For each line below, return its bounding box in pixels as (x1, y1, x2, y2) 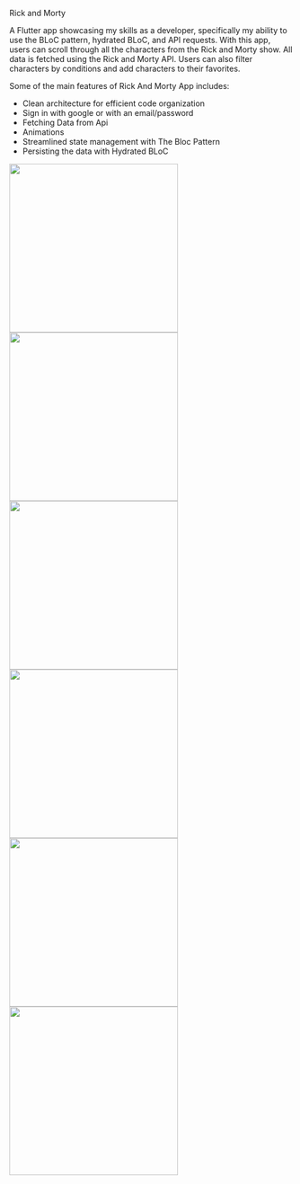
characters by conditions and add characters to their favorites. (9, 63, 241, 74)
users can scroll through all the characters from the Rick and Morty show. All (9, 44, 293, 55)
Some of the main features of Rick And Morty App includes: (9, 81, 230, 91)
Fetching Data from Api (22, 117, 109, 128)
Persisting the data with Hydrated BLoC (22, 146, 169, 156)
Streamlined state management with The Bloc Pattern (22, 137, 220, 147)
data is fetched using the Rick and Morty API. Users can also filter (9, 54, 253, 64)
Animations (22, 127, 65, 138)
